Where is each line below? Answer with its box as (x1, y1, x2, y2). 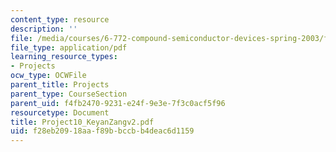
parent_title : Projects (10, 80, 110, 90)
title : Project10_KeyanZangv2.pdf (10, 117, 155, 127)
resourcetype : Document (10, 107, 110, 118)
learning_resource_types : (10, 52, 118, 62)
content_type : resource (10, 14, 110, 25)
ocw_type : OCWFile (10, 71, 87, 81)
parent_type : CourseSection (10, 89, 128, 99)
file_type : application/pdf (10, 42, 128, 53)
